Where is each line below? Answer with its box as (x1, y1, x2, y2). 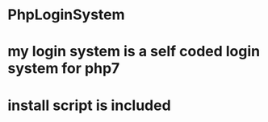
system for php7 (7, 59, 120, 78)
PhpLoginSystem (7, 6, 126, 24)
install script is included (7, 96, 171, 114)
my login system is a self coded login (7, 43, 260, 61)
